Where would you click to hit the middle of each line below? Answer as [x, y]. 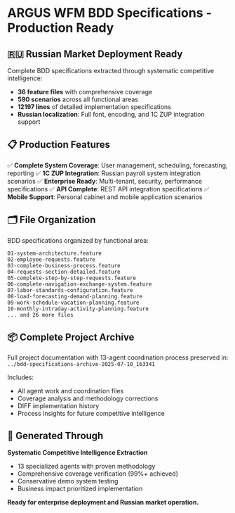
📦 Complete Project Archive [71, 337]
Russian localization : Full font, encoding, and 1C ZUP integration [111, 114]
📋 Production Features [59, 145]
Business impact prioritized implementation [80, 489]
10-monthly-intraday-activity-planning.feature [78, 309]
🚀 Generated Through [55, 435]
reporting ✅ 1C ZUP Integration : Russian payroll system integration [104, 173]
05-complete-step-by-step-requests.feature [72, 278]
